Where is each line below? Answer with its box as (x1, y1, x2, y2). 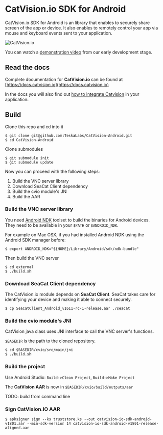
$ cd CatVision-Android (5, 137, 54, 142)
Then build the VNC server (5, 255, 59, 261)
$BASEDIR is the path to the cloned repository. (5, 338, 96, 344)
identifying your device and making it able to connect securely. (5, 297, 132, 302)
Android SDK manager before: (5, 237, 66, 243)
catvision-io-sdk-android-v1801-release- (72, 421, 159, 426)
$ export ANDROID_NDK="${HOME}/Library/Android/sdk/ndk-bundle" (5, 246, 139, 251)
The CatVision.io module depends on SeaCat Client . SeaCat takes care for (5, 291, 156, 298)
